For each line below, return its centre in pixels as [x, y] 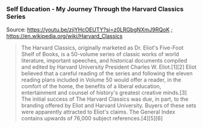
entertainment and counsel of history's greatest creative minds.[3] [104, 93]
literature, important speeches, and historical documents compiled [104, 61]
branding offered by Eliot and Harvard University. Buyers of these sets [109, 106]
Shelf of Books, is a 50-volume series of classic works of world [100, 54]
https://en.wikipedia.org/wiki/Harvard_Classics [65, 36]
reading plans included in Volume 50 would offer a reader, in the [101, 80]
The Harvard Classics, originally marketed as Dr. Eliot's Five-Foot [102, 48]
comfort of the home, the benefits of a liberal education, [91, 86]
